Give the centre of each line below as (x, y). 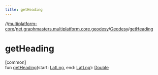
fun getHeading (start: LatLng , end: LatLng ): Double (57, 67)
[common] (16, 62)
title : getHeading (24, 10)
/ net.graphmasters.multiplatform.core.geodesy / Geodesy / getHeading (84, 29)
